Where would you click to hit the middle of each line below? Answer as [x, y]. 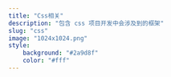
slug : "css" [28, 30]
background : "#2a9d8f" [61, 53]
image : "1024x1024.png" [48, 38]
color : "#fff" [46, 61]
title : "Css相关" [36, 16]
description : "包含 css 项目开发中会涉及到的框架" [86, 23]
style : [19, 46]
